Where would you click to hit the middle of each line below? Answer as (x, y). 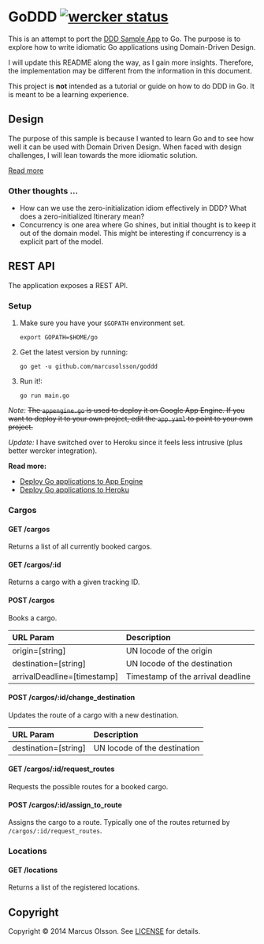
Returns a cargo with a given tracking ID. (74, 582)
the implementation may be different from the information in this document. (130, 70)
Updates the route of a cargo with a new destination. (93, 715)
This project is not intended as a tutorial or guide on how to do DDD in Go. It (131, 86)
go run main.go (45, 396)
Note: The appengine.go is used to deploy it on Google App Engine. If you (126, 410)
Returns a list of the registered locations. (74, 887)
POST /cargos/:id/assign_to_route (65, 804)
